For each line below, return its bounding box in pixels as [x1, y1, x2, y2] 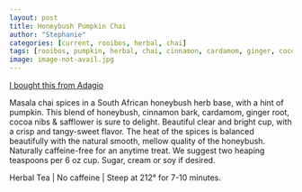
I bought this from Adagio [9, 80, 104, 90]
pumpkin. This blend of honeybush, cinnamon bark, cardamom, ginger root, [9, 107, 290, 117]
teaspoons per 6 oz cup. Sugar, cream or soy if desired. [9, 155, 216, 165]
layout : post [9, 13, 58, 23]
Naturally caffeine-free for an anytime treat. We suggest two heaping [9, 145, 265, 156]
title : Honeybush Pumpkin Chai [9, 22, 127, 31]
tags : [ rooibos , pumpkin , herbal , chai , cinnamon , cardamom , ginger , [9, 47, 276, 56]
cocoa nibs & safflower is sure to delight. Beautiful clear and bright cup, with [9, 116, 292, 127]
